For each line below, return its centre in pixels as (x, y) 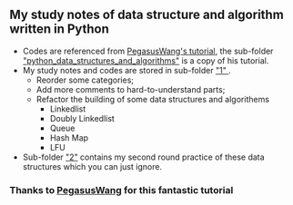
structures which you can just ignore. (92, 166)
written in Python (59, 29)
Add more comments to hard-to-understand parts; (131, 89)
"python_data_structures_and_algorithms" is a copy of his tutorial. (146, 60)
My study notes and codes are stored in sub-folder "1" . (127, 70)
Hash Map (69, 137)
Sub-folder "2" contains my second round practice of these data (144, 157)
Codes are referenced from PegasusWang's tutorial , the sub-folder (148, 51)
